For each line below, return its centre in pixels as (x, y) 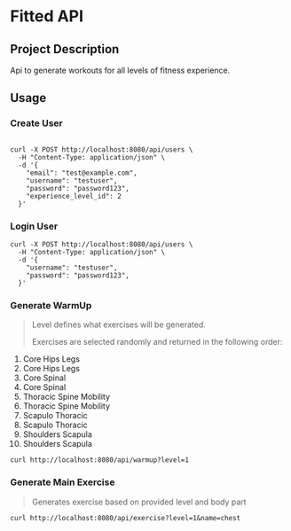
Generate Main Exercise (63, 482)
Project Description (65, 49)
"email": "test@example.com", (82, 173)
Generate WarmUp (51, 305)
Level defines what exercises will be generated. (119, 324)
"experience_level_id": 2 (74, 196)
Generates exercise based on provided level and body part (139, 502)
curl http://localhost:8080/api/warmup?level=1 (100, 460)
